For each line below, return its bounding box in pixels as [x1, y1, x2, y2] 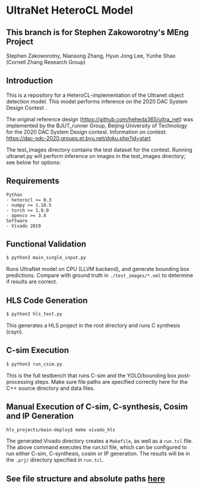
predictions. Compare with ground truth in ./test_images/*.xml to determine [6, 272, 194, 279]
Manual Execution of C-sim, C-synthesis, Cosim [6, 402, 188, 412]
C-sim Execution [6, 345, 70, 355]
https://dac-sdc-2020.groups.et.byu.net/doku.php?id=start [6, 134, 151, 141]
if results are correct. [6, 278, 58, 285]
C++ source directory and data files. [6, 384, 95, 392]
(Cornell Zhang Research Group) [6, 59, 86, 65]
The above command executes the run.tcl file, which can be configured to [6, 444, 187, 451]
